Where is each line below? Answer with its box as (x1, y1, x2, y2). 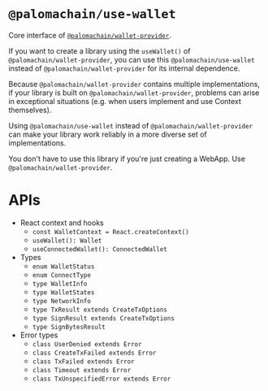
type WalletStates (32, 288, 95, 297)
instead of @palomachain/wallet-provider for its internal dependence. (8, 63, 240, 73)
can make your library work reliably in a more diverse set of (8, 129, 207, 139)
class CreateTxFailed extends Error (32, 349, 157, 357)
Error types (19, 330, 58, 340)
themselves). (8, 105, 52, 115)
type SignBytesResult (32, 323, 106, 331)
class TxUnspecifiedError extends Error (32, 375, 171, 383)
